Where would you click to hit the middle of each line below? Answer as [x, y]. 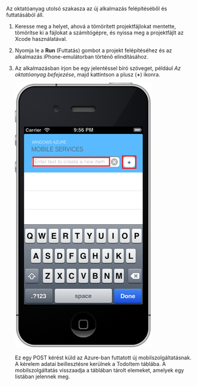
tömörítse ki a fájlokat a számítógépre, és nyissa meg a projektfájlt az [99, 33]
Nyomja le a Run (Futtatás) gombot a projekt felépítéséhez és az [93, 50]
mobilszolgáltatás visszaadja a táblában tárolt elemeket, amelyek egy [99, 370]
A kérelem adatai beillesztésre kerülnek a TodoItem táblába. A [90, 364]
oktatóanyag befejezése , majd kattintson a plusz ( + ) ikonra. [88, 74]
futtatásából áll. [25, 15]
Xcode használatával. [41, 39]
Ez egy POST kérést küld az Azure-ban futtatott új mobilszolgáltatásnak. [103, 358]
